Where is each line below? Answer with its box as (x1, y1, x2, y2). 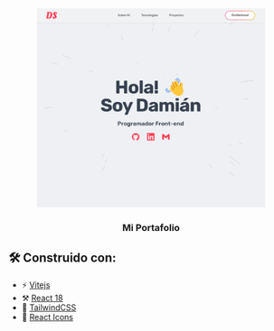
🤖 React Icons (21, 311, 74, 322)
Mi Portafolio (122, 222, 180, 234)
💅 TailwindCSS (21, 301, 77, 313)
